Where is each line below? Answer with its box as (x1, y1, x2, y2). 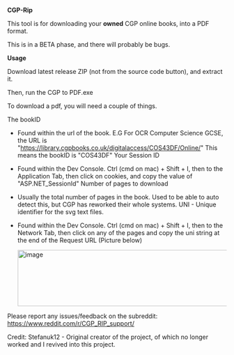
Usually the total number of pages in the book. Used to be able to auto (17, 193, 219, 201)
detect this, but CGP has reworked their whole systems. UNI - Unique (17, 200, 217, 209)
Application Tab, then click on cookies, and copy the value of (17, 172, 193, 180)
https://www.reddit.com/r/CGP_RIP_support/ (7, 319, 134, 327)
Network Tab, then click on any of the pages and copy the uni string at (17, 229, 220, 236)
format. (7, 27, 29, 35)
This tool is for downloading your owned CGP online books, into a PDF (7, 20, 210, 27)
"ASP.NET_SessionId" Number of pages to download (17, 179, 169, 188)
